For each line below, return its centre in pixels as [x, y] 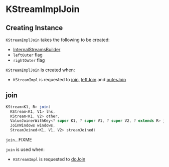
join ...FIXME [19, 140]
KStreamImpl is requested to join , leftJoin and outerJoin [69, 79]
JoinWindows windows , [33, 126]
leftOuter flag [28, 55]
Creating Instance [34, 28]
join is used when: [25, 149]
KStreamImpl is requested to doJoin [49, 159]
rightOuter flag [29, 60]
